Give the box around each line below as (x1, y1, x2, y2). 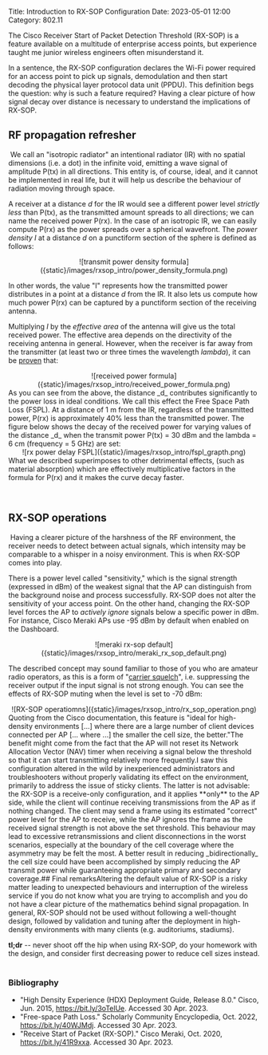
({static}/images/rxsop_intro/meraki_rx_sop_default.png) (41, 648, 227, 657)
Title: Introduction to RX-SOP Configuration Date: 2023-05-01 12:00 (8, 7, 231, 16)
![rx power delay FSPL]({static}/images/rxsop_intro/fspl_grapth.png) (22, 447, 246, 457)
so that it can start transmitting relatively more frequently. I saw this (8, 755, 228, 765)
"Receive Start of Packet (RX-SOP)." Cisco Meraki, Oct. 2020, (19, 1029, 223, 1038)
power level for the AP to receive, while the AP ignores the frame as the (8, 814, 243, 824)
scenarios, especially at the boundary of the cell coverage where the (8, 840, 235, 849)
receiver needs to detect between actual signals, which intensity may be (8, 541, 246, 550)
